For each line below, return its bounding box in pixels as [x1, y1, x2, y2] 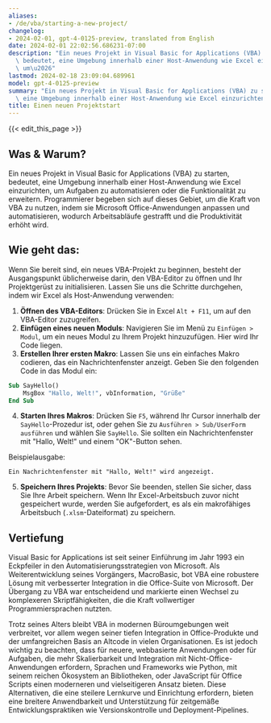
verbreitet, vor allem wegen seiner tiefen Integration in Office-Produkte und [8, 628, 259, 638]
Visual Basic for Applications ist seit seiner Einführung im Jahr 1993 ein [8, 553, 244, 563]
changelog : [8, 27, 45, 35]
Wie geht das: [8, 243, 80, 257]
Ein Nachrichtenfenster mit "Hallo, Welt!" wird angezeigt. [8, 468, 215, 476]
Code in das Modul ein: [19, 366, 98, 376]
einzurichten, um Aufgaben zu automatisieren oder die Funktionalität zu [8, 185, 246, 195]
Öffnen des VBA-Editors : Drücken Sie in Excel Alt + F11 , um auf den [19, 305, 252, 315]
